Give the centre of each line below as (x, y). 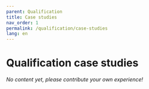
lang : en (17, 34)
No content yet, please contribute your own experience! (75, 80)
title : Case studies (32, 17)
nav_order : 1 (22, 23)
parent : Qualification (34, 12)
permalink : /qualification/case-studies (57, 28)
